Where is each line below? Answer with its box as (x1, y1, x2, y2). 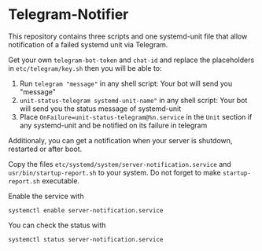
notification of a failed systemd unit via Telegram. (8, 39, 168, 49)
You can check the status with (8, 220, 106, 230)
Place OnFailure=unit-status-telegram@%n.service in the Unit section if (19, 112, 253, 121)
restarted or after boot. (8, 144, 83, 153)
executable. (42, 175, 80, 186)
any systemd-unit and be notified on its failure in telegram (19, 120, 208, 130)
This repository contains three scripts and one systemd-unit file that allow (8, 31, 248, 41)
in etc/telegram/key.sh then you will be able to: (8, 63, 163, 72)
